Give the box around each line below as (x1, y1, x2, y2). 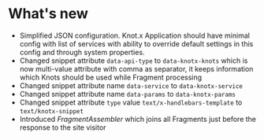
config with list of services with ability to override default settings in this (19, 39, 254, 48)
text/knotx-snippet (19, 107, 84, 115)
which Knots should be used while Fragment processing (19, 72, 203, 82)
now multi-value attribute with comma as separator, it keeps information (19, 64, 254, 73)
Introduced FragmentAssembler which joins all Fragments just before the (19, 114, 257, 123)
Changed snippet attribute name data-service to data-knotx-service (19, 80, 243, 90)
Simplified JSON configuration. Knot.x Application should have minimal (19, 31, 251, 40)
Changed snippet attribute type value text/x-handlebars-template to (19, 98, 243, 107)
